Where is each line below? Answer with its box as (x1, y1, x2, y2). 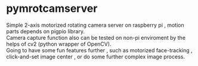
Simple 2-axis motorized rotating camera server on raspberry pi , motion (6, 21, 184, 29)
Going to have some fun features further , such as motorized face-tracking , (6, 46, 193, 54)
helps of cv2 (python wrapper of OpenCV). (6, 40, 112, 48)
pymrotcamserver (6, 2, 98, 15)
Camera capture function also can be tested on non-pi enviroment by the (6, 34, 186, 41)
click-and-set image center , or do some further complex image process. (6, 53, 185, 60)
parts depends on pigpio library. (6, 27, 85, 34)
